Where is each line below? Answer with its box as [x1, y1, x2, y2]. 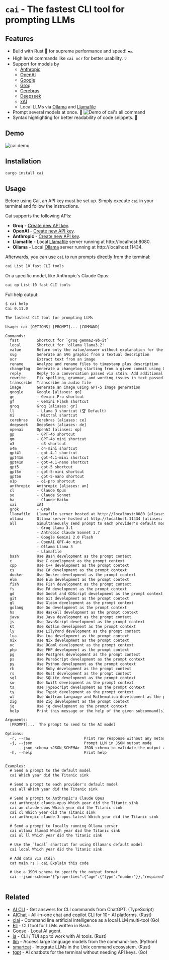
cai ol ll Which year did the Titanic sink [10, 833, 102, 838]
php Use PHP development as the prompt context [10, 647, 129, 652]
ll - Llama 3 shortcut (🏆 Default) [10, 408, 107, 413]
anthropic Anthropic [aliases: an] [10, 483, 89, 489]
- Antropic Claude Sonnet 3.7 [37, 530, 100, 535]
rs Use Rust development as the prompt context [10, 671, 132, 676]
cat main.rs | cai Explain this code [10, 861, 89, 866]
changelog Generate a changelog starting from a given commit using [10, 366, 161, 371]
